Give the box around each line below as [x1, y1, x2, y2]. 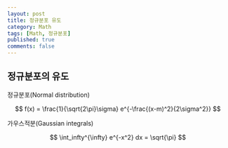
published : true [7, 36, 55, 43]
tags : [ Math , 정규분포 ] [7, 29, 72, 37]
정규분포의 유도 [7, 71, 69, 83]
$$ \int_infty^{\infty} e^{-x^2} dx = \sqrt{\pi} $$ [49, 133, 187, 141]
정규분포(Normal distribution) [7, 90, 90, 99]
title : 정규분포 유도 [7, 17, 62, 24]
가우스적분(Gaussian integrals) [7, 119, 94, 127]
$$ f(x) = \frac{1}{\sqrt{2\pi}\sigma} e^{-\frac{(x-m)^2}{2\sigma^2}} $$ [15, 105, 221, 113]
